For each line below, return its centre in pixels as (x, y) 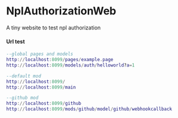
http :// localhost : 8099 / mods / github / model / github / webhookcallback (89, 109)
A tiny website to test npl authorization (53, 28)
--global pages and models (40, 54)
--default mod (24, 76)
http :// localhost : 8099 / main (41, 87)
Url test (16, 41)
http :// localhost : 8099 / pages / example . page (60, 60)
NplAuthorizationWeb (61, 11)
